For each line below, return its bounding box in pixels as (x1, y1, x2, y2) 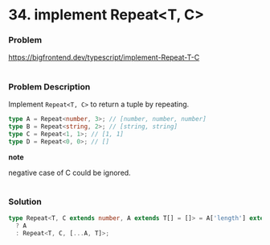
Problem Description (8, 81, 91, 92)
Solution (8, 196, 43, 207)
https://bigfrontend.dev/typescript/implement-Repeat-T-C (8, 52, 200, 62)
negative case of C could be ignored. (8, 168, 131, 177)
